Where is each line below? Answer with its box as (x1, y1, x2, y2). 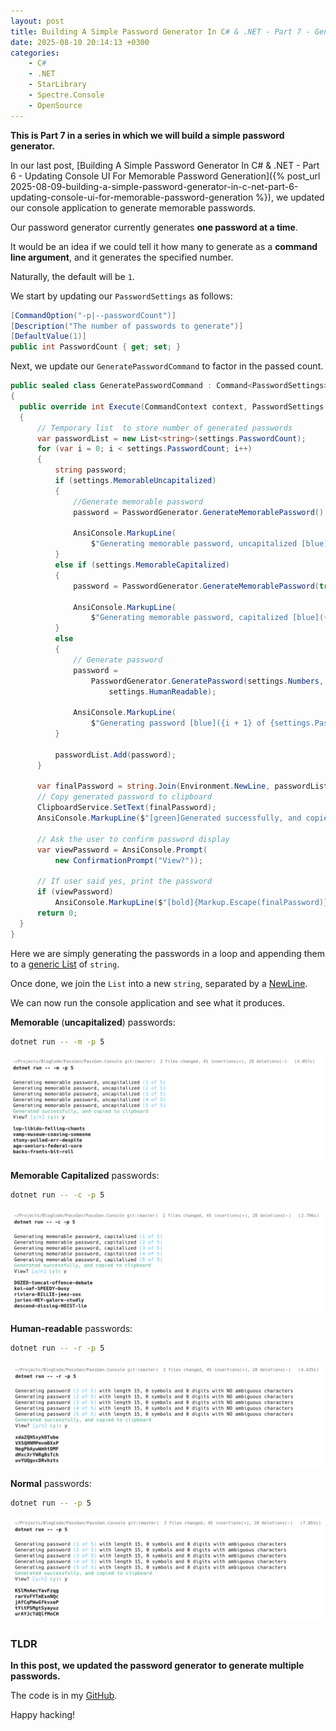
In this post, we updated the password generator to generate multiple (10, 1660, 305, 1672)
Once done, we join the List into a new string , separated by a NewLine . (10, 977, 308, 989)
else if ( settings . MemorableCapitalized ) (54, 560, 230, 570)
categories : (10, 48, 60, 58)
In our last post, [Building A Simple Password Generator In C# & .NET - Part (10, 159, 320, 171)
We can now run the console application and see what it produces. (10, 996, 285, 1009)
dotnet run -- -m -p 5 (10, 1036, 105, 1047)
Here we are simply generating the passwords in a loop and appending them (10, 947, 326, 959)
